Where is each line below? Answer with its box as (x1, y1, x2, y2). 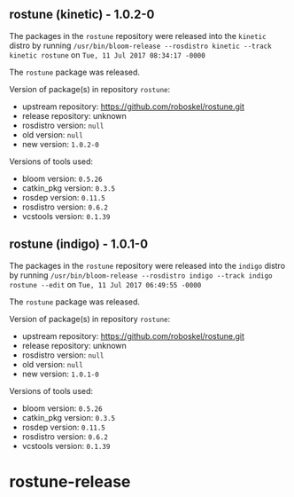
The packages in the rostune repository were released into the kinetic (9, 30, 267, 41)
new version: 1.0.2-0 (21, 138, 99, 149)
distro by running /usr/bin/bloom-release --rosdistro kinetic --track (9, 40, 272, 51)
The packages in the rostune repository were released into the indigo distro (9, 260, 286, 271)
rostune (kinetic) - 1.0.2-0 (9, 7, 155, 22)
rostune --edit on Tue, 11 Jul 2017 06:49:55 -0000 (9, 279, 202, 289)
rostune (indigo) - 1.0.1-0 (9, 237, 149, 252)
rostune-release (9, 471, 131, 492)
